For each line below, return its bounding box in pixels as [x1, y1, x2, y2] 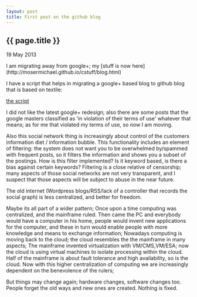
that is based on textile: [6, 86, 63, 94]
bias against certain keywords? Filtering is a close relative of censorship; [6, 164, 182, 171]
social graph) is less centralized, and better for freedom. [6, 194, 142, 201]
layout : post [6, 8, 38, 15]
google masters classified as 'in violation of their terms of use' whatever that [6, 115, 191, 122]
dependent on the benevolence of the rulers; [6, 267, 114, 274]
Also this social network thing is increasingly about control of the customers [6, 133, 189, 140]
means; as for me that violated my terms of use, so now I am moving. [6, 121, 173, 129]
